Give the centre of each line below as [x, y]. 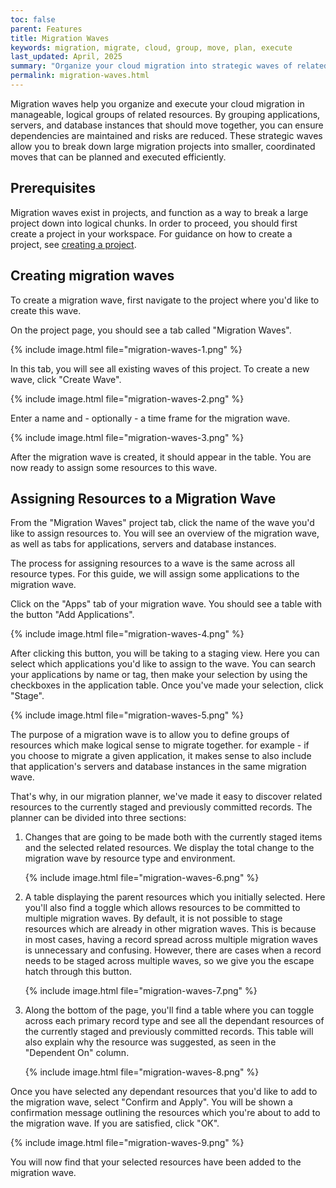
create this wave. [46, 310]
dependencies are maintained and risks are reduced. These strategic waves [166, 135]
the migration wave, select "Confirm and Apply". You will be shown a [151, 1102]
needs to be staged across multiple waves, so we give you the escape [169, 961]
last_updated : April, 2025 [66, 57]
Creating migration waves [92, 276]
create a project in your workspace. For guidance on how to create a [151, 233]
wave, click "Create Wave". [66, 379]
